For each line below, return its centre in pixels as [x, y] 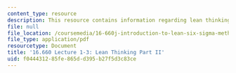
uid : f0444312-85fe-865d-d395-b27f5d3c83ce [72, 59]
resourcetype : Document [42, 46]
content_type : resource [42, 14]
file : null [23, 26]
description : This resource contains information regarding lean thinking [119, 20]
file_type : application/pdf [48, 40]
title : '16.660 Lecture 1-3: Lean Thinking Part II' [86, 53]
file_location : [29, 33]
